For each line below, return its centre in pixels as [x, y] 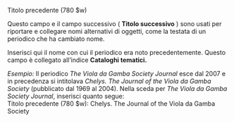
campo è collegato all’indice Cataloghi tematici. [77, 60]
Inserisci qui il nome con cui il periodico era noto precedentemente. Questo [117, 53]
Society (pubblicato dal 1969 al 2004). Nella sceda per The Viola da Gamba [117, 89]
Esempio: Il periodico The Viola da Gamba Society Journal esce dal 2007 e [117, 74]
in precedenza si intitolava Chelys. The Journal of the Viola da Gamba [109, 81]
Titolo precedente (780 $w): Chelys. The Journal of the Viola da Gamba [111, 104]
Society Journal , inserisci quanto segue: [66, 96]
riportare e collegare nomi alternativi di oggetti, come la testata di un [107, 31]
